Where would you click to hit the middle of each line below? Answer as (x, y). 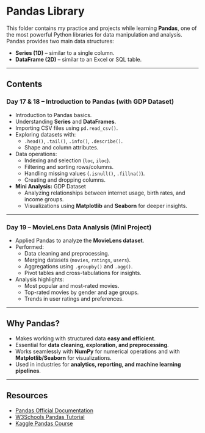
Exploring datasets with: (45, 134)
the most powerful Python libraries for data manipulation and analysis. (95, 34)
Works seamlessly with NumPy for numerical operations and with (97, 351)
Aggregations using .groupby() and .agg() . (78, 266)
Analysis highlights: (40, 279)
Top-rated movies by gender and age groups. (81, 292)
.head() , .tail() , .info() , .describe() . (74, 141)
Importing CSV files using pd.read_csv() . (67, 128)
